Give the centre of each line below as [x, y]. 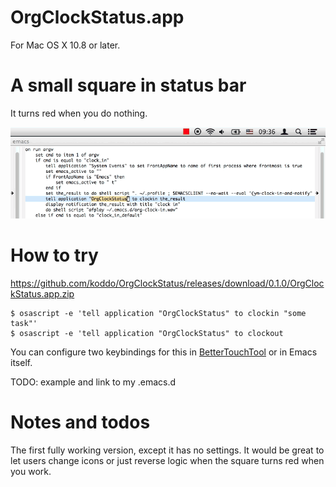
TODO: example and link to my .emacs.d [93, 382]
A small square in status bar [128, 85]
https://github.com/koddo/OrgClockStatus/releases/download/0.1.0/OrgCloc [167, 283]
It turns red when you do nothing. [79, 113]
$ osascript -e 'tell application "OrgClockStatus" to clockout [147, 334]
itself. [21, 363]
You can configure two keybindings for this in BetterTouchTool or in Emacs [164, 352]
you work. [31, 472]
